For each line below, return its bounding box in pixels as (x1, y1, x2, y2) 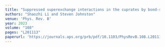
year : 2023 (5, 21, 27, 26)
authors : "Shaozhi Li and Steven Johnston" (5, 12, 96, 17)
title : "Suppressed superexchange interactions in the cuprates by (5, 7, 146, 12)
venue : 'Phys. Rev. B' (5, 16, 52, 21)
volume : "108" (5, 25, 34, 30)
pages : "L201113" (5, 30, 41, 35)
